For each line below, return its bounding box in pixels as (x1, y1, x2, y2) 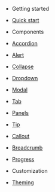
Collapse (11, 63, 34, 70)
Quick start (11, 17, 39, 23)
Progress (11, 156, 35, 163)
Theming (11, 179, 34, 186)
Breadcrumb (11, 144, 43, 151)
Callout (11, 133, 30, 139)
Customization (11, 167, 48, 174)
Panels (11, 109, 29, 116)
